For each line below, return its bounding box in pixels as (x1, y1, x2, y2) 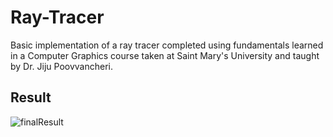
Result (10, 89, 52, 106)
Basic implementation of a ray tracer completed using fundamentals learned (10, 39, 324, 51)
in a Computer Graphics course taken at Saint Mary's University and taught (10, 49, 320, 61)
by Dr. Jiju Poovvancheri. (10, 60, 114, 72)
